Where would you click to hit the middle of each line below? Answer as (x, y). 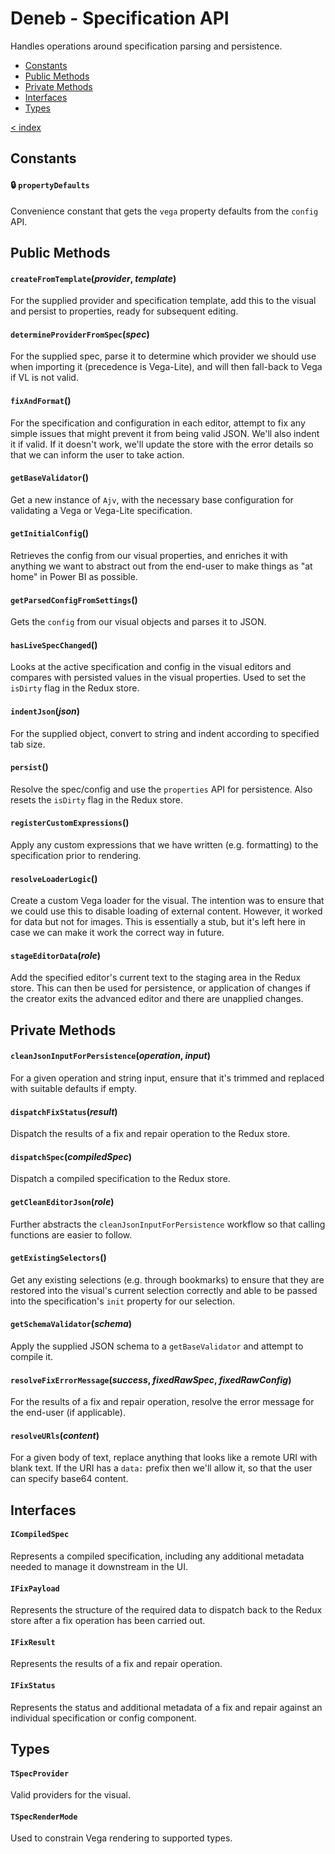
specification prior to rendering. (76, 855)
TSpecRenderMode (44, 1817)
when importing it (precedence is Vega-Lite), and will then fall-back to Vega (166, 367)
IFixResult (33, 1642)
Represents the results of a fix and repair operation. (116, 1664)
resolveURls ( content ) (55, 1435)
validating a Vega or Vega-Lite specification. (101, 510)
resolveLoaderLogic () (54, 878)
